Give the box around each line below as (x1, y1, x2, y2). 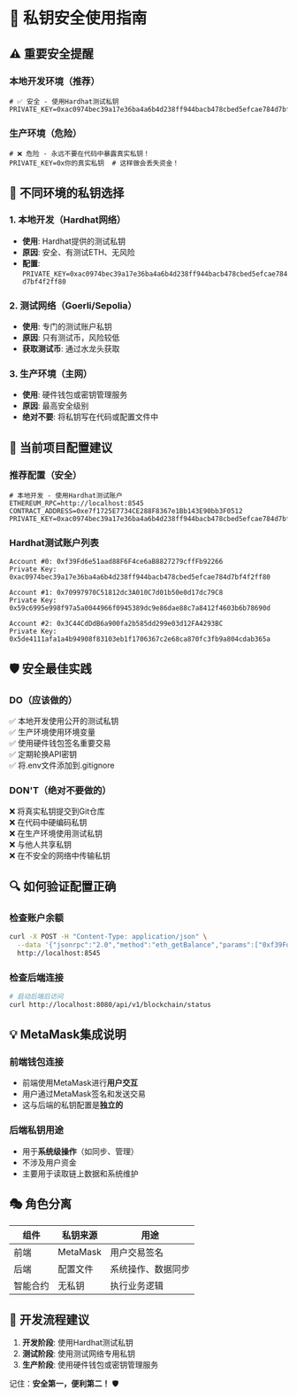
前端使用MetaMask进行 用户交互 (21, 1078, 139, 1089)
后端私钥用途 (9, 1124, 65, 1136)
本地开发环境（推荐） (9, 74, 100, 87)
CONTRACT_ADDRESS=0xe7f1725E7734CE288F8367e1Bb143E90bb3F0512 (9, 507, 243, 516)
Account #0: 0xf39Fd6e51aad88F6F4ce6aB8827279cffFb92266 (9, 558, 224, 566)
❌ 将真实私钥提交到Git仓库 (9, 806, 106, 816)
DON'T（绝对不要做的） (9, 784, 112, 797)
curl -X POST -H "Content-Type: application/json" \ (9, 933, 208, 941)
